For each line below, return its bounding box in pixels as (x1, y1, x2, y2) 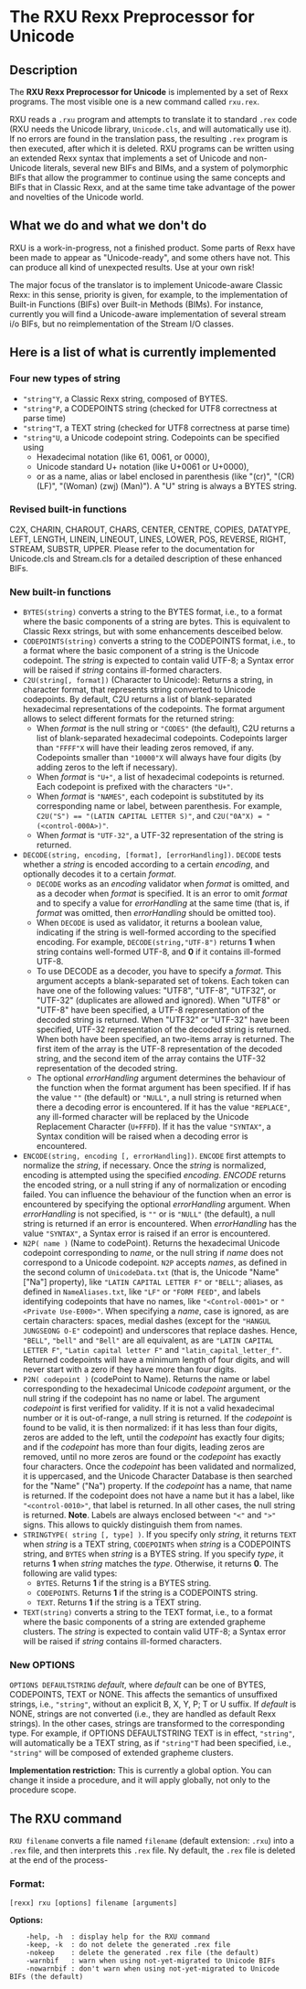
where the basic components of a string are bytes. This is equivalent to (22, 616, 290, 627)
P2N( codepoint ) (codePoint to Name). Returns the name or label (22, 1374, 270, 1385)
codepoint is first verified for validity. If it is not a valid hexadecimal (22, 1403, 275, 1414)
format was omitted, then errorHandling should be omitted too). (36, 908, 277, 919)
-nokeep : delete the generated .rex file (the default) (26, 1948, 259, 1957)
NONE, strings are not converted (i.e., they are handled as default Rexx (9, 1708, 277, 1719)
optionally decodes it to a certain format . (22, 868, 176, 879)
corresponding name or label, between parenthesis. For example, (36, 801, 283, 812)
